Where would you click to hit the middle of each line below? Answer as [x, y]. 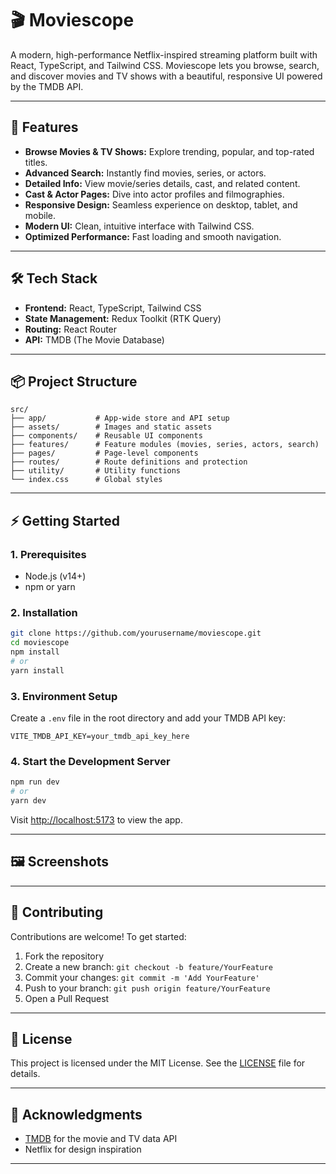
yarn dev [28, 801]
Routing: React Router [71, 329]
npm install [35, 652]
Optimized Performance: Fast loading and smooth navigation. [153, 236]
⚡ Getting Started [65, 520]
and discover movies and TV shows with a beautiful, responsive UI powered [166, 76]
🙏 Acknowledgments [76, 1114]
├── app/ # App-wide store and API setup [120, 418]
